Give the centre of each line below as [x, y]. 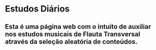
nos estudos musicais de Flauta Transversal [73, 34]
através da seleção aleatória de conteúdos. [71, 42]
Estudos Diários [37, 9]
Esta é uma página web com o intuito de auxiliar [78, 27]
